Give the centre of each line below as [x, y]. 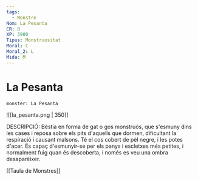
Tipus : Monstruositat [34, 40]
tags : [13, 12]
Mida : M [16, 57]
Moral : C [17, 46]
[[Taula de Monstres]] [33, 170]
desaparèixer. [23, 159]
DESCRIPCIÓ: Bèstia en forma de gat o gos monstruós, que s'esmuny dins [99, 126]
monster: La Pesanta [32, 103]
